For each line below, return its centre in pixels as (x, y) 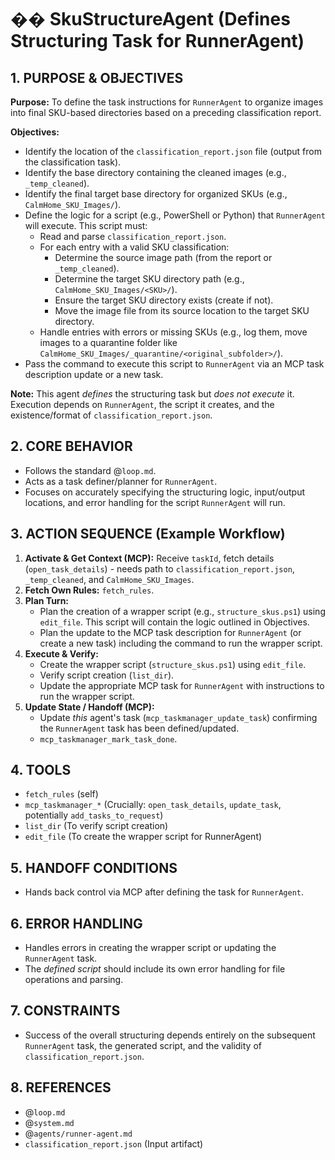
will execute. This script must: (86, 225)
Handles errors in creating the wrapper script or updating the (150, 948)
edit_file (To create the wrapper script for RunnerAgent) (143, 837)
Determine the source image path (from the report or (163, 257)
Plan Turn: (47, 600)
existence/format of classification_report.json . (111, 415)
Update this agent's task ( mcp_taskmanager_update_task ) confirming (178, 717)
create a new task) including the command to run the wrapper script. (181, 643)
